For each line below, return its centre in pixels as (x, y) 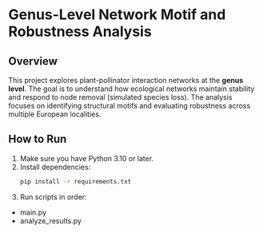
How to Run (38, 139)
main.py (33, 212)
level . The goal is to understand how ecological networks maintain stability (131, 89)
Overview (33, 61)
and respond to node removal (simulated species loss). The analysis (121, 97)
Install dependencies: (55, 167)
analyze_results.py (51, 220)
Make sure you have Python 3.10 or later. (87, 158)
